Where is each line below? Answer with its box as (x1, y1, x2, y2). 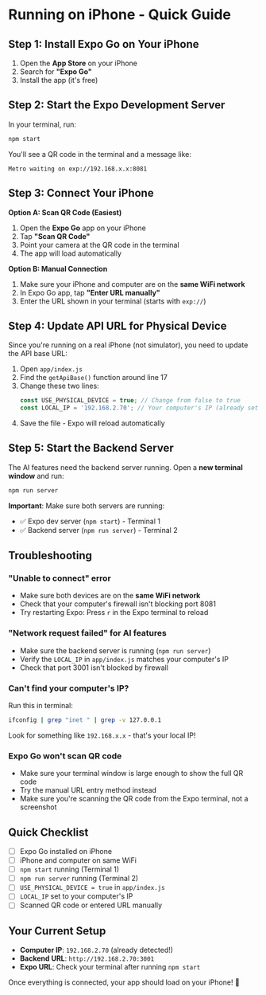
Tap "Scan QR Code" (19, 231, 91, 241)
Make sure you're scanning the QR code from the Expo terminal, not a (19, 794, 249, 804)
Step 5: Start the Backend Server (8, 441, 175, 455)
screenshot (19, 802, 57, 812)
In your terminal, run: (8, 119, 77, 129)
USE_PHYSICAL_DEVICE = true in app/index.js (19, 883, 165, 892)
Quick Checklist (8, 825, 89, 839)
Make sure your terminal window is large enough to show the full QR (19, 769, 244, 778)
